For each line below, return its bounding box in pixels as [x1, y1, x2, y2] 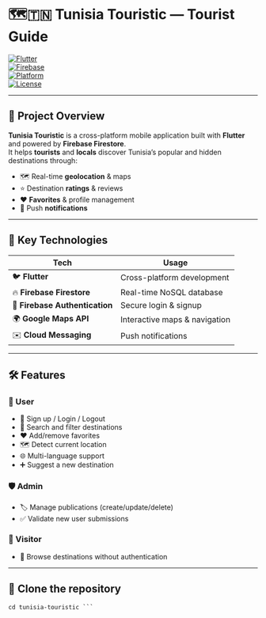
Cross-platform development [120, 272, 230, 283]
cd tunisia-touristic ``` [8, 603, 93, 611]
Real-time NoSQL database [120, 286, 223, 298]
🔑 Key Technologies [8, 233, 108, 247]
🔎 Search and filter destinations [19, 423, 123, 432]
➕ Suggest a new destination [19, 460, 115, 470]
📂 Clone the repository [8, 582, 121, 596]
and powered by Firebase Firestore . [8, 138, 127, 148]
